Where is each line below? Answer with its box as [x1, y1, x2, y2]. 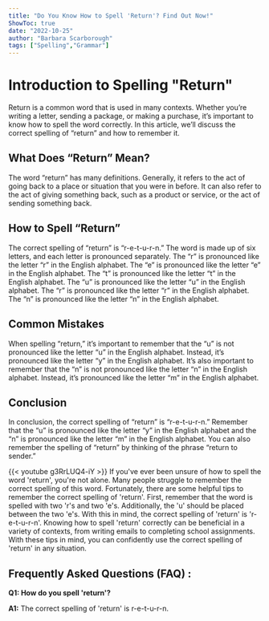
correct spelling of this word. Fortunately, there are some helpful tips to [8, 484, 244, 493]
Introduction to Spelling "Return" [8, 76, 233, 95]
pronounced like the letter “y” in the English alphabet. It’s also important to [8, 355, 255, 365]
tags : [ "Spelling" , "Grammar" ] [8, 42, 110, 50]
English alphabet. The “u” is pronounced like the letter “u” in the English [8, 277, 246, 286]
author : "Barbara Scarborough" [8, 34, 113, 43]
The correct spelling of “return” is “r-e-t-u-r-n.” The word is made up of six [8, 242, 256, 253]
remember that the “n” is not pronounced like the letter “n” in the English [8, 364, 247, 374]
